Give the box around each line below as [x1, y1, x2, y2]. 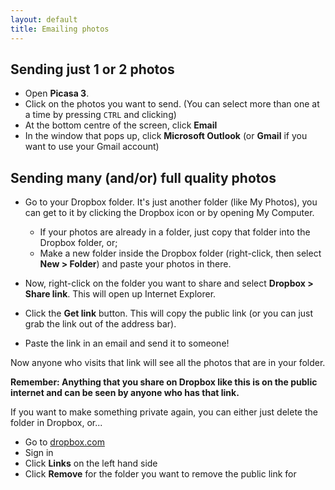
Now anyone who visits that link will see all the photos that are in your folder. [10, 357, 326, 369]
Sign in [24, 447, 54, 459]
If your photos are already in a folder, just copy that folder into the [39, 226, 311, 238]
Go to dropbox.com [24, 436, 105, 448]
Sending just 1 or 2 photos [10, 61, 175, 78]
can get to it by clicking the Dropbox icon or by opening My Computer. [24, 207, 315, 219]
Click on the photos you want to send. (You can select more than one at [24, 98, 320, 110]
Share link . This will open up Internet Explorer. [24, 288, 217, 300]
